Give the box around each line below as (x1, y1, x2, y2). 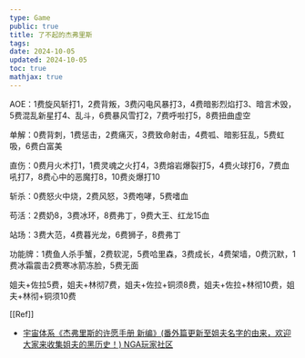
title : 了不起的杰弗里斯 (9, 30, 93, 39)
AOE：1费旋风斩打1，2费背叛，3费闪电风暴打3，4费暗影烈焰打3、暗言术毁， (9, 98, 297, 109)
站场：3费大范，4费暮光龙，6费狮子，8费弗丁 (9, 229, 182, 240)
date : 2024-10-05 (9, 47, 76, 56)
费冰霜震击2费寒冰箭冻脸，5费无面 (9, 260, 139, 271)
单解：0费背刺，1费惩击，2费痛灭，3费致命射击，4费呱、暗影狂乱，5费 (9, 129, 278, 140)
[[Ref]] (9, 308, 35, 319)
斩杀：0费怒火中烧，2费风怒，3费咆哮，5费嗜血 (9, 190, 189, 201)
